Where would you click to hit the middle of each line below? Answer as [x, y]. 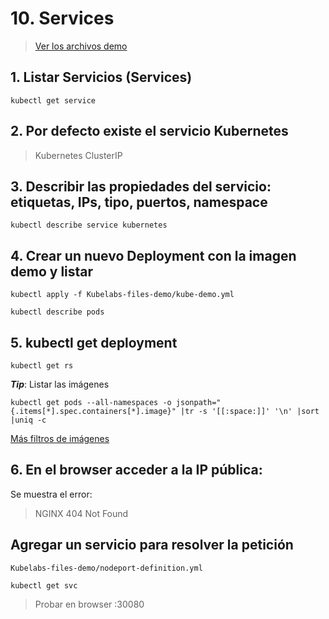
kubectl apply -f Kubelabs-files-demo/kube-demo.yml [122, 295]
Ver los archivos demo [81, 46]
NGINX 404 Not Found [81, 513]
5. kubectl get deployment [94, 342]
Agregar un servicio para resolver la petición [152, 545]
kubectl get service [53, 100]
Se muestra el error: [51, 494]
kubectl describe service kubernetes [89, 225]
